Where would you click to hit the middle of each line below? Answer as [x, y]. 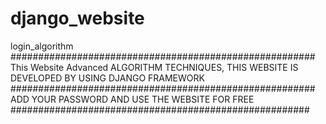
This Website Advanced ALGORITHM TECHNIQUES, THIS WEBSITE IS [154, 67]
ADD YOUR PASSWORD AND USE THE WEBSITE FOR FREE [132, 99]
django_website [77, 18]
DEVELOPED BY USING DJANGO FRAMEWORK [107, 78]
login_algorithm [42, 46]
